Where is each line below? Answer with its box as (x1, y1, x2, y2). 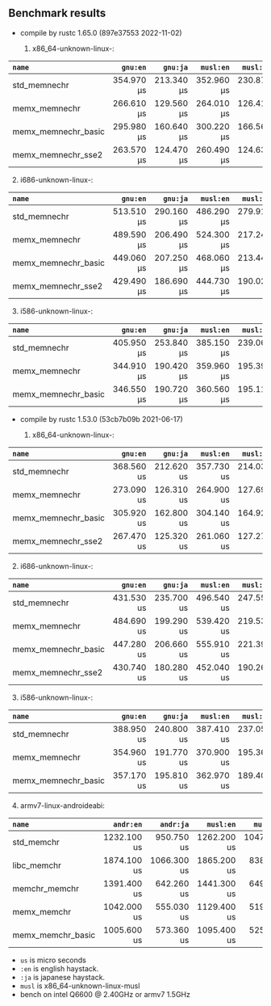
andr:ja (160, 819, 190, 829)
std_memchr (12, 836, 60, 848)
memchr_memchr (12, 882, 79, 894)
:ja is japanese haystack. (19, 972, 106, 982)
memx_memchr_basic (12, 929, 96, 941)
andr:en (112, 819, 143, 829)
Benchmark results (8, 6, 106, 20)
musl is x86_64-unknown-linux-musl (19, 981, 140, 991)
